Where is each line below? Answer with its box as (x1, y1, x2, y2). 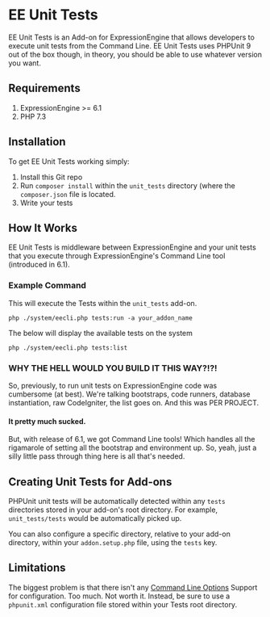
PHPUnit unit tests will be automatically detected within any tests (8, 496, 226, 506)
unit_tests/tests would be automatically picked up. (8, 513, 182, 523)
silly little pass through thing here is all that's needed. (8, 451, 185, 461)
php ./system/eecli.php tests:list (8, 343, 128, 352)
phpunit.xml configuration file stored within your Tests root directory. (8, 599, 238, 609)
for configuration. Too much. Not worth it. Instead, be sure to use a (8, 591, 231, 601)
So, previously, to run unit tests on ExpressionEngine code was (8, 380, 218, 390)
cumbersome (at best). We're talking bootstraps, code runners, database (8, 389, 251, 399)
